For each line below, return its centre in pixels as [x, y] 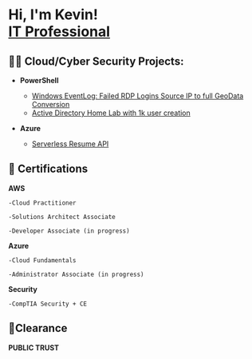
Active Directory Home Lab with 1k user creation [111, 113]
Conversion [51, 104]
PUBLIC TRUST [34, 347]
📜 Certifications [48, 169]
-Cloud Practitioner [43, 203]
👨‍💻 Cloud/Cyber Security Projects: [96, 61]
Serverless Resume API [70, 144]
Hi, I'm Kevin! [53, 15]
